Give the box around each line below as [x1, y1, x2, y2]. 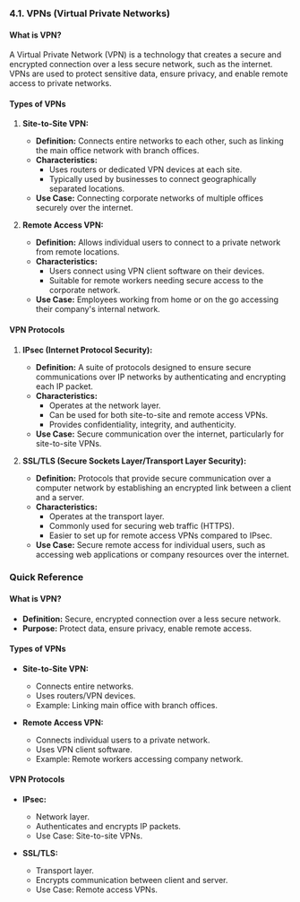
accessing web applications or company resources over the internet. [35, 549, 289, 559]
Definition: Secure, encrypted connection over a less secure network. [21, 613, 281, 624]
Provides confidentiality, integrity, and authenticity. [48, 419, 237, 429]
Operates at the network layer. [48, 400, 161, 411]
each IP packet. [35, 380, 94, 392]
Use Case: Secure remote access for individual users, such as [35, 539, 266, 550]
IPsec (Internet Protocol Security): [21, 344, 153, 355]
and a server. [35, 491, 85, 502]
